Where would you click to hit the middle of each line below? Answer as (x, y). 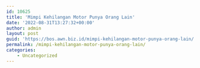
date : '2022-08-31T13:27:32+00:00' (51, 22)
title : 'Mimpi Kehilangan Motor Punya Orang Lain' (71, 17)
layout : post (22, 34)
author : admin (24, 28)
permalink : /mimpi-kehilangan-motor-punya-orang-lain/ (76, 45)
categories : (21, 50)
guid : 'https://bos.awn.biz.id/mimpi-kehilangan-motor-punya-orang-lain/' (101, 39)
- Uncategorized (37, 56)
